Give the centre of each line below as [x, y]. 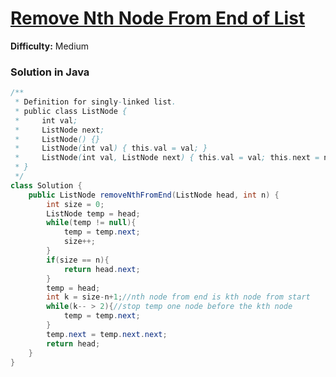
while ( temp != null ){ [91, 223]
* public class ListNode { [71, 111]
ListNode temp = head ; [93, 213]
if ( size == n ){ [78, 260]
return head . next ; [102, 269]
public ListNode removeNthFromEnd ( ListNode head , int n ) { [154, 195]
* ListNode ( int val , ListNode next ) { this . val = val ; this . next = [167, 158]
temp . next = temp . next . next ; [107, 334]
